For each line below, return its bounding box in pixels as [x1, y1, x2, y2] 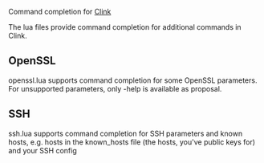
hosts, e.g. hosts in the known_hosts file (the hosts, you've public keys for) [8, 137, 255, 147]
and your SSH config [8, 145, 78, 155]
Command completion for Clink [8, 7, 112, 16]
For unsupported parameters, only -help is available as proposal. [8, 84, 222, 93]
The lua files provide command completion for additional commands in [8, 22, 242, 31]
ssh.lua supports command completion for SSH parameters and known [8, 128, 243, 138]
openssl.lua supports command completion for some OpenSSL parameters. [8, 75, 258, 85]
